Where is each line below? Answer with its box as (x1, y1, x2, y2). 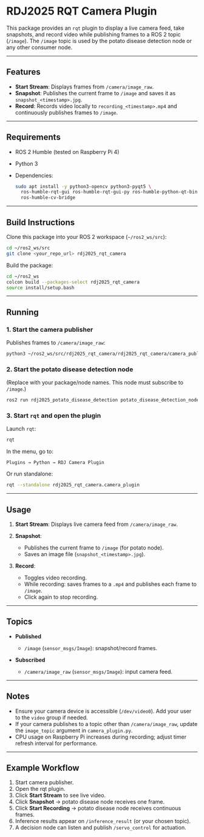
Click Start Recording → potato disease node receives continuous (15, 805, 181, 812)
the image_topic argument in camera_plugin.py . (15, 727, 133, 734)
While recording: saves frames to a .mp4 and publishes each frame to (24, 580, 197, 588)
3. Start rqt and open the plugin (6, 411, 101, 420)
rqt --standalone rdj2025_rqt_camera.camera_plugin (6, 482, 140, 488)
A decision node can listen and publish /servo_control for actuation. (15, 824, 186, 832)
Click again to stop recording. (24, 593, 98, 600)
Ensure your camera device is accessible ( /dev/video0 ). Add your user (15, 707, 192, 714)
